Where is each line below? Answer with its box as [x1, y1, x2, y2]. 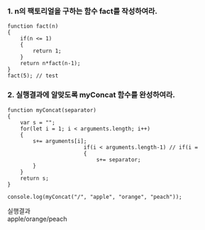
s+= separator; [96, 156, 141, 163]
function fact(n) [7, 23, 59, 30]
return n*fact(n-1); [20, 60, 81, 67]
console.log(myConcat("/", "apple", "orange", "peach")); [7, 193, 182, 200]
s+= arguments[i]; [33, 137, 87, 144]
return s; [20, 175, 50, 182]
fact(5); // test [7, 72, 59, 79]
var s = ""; [20, 119, 55, 126]
